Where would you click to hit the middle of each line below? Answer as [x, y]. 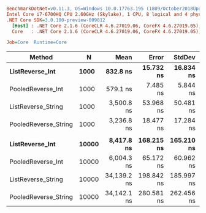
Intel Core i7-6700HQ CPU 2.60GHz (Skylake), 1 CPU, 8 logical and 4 [97, 14]
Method [41, 58]
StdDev [185, 58]
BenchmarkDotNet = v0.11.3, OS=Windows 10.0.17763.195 [75, 9]
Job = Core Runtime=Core [37, 43]
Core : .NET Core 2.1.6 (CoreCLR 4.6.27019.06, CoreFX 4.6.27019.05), [107, 31]
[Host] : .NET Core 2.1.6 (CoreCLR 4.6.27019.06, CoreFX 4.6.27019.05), [107, 26]
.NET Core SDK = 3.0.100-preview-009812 [56, 20]
